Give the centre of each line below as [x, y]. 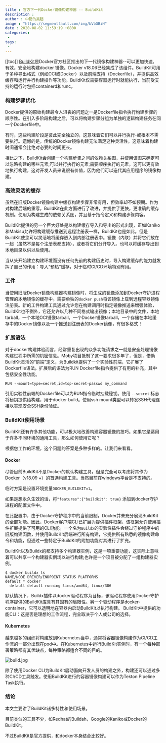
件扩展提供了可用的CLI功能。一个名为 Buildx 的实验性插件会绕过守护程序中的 [82, 528]
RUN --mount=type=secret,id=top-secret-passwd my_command [66, 383]
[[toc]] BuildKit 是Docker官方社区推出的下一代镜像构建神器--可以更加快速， [81, 61]
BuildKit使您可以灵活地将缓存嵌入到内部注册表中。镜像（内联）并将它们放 [80, 238]
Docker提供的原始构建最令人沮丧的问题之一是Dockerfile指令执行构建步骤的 [81, 112]
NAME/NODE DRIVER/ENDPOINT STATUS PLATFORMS [52, 577]
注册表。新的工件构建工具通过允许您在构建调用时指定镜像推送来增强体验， [81, 305]
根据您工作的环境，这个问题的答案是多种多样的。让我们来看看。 [70, 448]
